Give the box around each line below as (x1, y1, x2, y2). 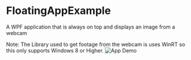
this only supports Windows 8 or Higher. (6, 47, 104, 54)
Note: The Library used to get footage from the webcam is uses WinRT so (6, 41, 186, 48)
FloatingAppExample (6, 4, 111, 17)
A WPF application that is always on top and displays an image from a (6, 23, 176, 30)
